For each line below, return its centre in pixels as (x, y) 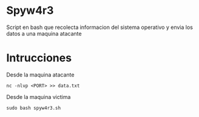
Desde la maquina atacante (40, 74)
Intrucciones (39, 58)
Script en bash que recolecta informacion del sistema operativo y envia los (99, 27)
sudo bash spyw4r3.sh (34, 108)
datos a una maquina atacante (44, 33)
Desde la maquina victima (39, 96)
